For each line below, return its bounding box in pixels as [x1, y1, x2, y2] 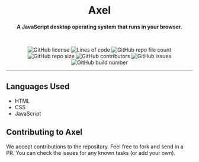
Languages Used [6, 81, 70, 92]
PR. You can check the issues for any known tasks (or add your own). [6, 149, 176, 156]
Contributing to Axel [6, 127, 83, 137]
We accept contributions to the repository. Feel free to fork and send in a [6, 143, 184, 150]
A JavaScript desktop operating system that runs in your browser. [17, 23, 182, 30]
